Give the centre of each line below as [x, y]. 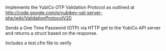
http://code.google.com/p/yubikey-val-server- [54, 13]
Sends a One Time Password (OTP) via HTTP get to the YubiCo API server [83, 28]
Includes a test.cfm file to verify [38, 43]
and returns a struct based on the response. [51, 33]
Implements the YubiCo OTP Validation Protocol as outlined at [70, 7]
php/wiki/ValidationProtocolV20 [39, 18]
